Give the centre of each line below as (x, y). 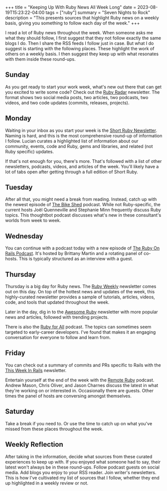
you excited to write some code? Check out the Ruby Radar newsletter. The (83, 92)
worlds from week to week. (33, 221)
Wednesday (24, 236)
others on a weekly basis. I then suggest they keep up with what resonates (82, 54)
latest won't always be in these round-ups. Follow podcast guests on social (82, 467)
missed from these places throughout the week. (54, 429)
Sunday (17, 75)
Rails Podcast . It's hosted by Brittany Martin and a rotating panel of (74, 253)
